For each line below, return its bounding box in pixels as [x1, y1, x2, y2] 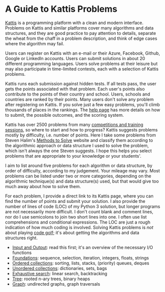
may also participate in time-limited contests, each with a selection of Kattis [5, 65, 159, 72]
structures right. [5, 235, 38, 241]
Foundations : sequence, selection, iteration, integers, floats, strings [12, 255, 149, 260]
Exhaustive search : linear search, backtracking [12, 270, 107, 276]
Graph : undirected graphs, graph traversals [12, 281, 100, 287]
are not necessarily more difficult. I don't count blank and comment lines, [5, 208, 154, 215]
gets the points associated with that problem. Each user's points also [5, 86, 145, 92]
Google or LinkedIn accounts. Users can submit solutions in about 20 [5, 55, 145, 61]
